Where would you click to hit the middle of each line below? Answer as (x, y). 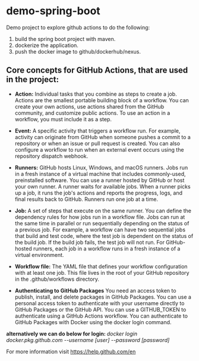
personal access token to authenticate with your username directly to (99, 303)
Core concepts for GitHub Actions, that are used (97, 70)
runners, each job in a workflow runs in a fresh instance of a (107, 249)
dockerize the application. (47, 45)
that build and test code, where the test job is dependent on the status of (104, 236)
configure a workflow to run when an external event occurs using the (99, 149)
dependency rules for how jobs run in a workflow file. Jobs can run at (100, 217)
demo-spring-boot (53, 11)
